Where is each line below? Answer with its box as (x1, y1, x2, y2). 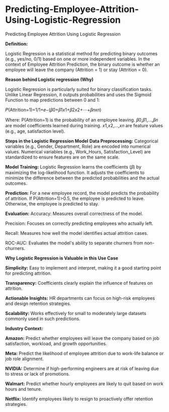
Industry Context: (5, 325, 43, 331)
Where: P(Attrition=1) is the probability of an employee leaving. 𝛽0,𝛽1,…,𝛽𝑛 (5, 117, 158, 123)
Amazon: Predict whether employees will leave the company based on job (5, 335, 159, 341)
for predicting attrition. (5, 270, 52, 276)
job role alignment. (5, 355, 44, 362)
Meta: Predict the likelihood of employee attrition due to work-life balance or (5, 350, 164, 356)
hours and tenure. (5, 386, 42, 392)
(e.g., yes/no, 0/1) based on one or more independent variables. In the (5, 56, 150, 62)
